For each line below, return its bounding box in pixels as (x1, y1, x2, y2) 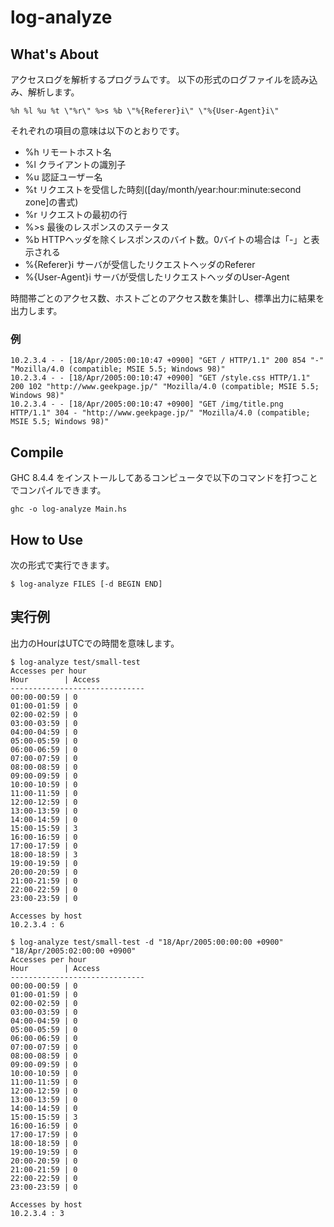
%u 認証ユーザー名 (24, 171, 103, 183)
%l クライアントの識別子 (24, 159, 127, 170)
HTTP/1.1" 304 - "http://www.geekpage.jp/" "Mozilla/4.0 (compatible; (10, 408, 311, 418)
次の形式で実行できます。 (10, 559, 115, 571)
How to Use (10, 531, 84, 548)
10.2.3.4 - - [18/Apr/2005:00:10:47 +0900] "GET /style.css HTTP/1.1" (10, 373, 311, 383)
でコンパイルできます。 (10, 484, 107, 496)
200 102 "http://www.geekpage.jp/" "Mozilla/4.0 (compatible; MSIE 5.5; (10, 382, 320, 392)
